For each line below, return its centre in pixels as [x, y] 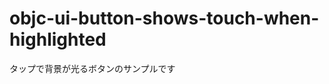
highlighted [58, 39]
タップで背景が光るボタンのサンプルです [92, 68]
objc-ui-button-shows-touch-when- [164, 18]
